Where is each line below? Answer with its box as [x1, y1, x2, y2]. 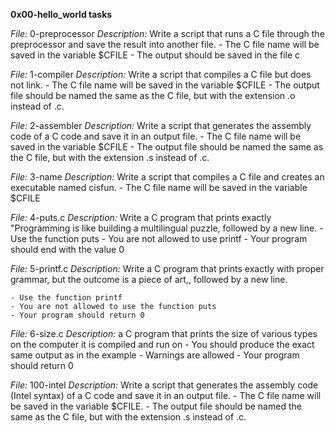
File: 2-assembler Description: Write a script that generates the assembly [10, 120, 312, 131]
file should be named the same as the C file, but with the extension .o [10, 90, 296, 101]
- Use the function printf [10, 293, 123, 303]
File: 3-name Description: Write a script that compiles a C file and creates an [10, 171, 325, 183]
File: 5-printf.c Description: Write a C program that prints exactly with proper [10, 263, 325, 274]
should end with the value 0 [10, 244, 125, 255]
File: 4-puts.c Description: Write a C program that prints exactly [10, 212, 272, 223]
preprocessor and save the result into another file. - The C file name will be [10, 39, 320, 50]
